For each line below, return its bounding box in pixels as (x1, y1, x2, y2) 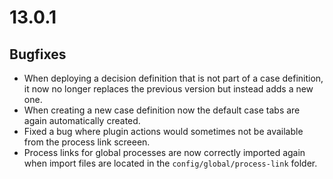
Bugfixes (9, 46, 67, 63)
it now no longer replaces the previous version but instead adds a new (23, 83, 314, 95)
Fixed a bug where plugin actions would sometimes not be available (23, 126, 304, 137)
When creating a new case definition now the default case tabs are (23, 104, 301, 116)
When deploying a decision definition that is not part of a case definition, (23, 72, 324, 84)
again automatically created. (23, 115, 141, 126)
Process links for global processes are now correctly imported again (23, 147, 306, 158)
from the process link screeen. (23, 136, 151, 148)
